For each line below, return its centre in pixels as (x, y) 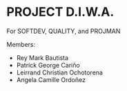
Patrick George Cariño (48, 65)
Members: (21, 44)
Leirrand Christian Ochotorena (59, 72)
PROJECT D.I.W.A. (60, 12)
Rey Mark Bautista (42, 58)
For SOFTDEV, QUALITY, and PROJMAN (63, 31)
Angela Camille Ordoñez (51, 79)
